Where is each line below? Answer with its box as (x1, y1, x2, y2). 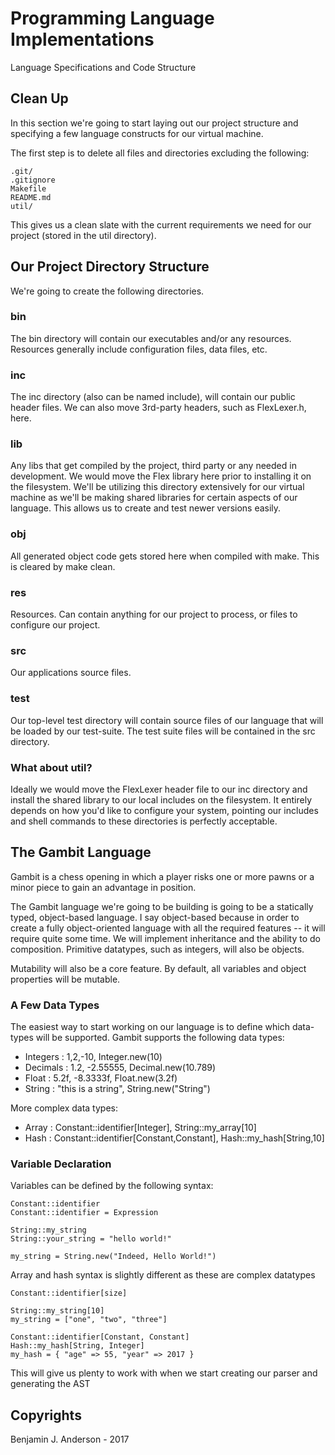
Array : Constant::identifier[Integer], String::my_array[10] (24, 1122, 257, 1134)
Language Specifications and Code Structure (10, 61, 197, 73)
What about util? (10, 760, 93, 774)
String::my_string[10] (10, 1306, 105, 1316)
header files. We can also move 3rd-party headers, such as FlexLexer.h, (10, 402, 307, 414)
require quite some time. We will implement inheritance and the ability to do (10, 932, 322, 944)
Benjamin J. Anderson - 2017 (10, 1433, 130, 1446)
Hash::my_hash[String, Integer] (10, 1341, 145, 1351)
